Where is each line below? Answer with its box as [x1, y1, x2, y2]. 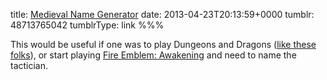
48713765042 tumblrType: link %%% [10, 19, 165, 31]
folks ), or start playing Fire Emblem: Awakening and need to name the [10, 49, 297, 61]
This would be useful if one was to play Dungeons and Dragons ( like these [10, 39, 317, 50]
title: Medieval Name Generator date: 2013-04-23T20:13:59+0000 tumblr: [10, 9, 315, 20]
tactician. [10, 60, 49, 71]
